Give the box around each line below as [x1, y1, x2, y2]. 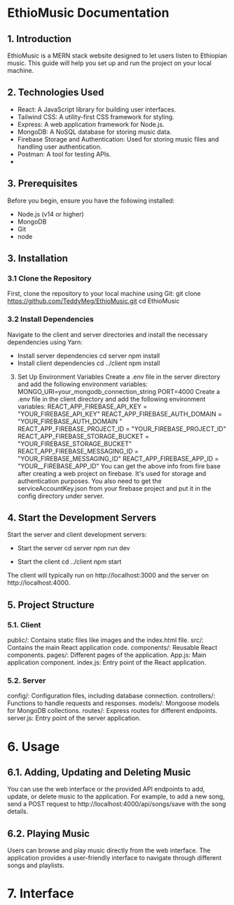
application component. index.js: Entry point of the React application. [7, 658, 207, 667]
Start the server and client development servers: [7, 531, 147, 539]
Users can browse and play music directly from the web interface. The [7, 846, 211, 855]
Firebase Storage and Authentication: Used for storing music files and [17, 135, 219, 143]
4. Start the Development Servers [7, 512, 156, 524]
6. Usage [7, 738, 60, 754]
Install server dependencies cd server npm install [17, 351, 160, 360]
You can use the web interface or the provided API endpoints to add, [7, 785, 205, 794]
